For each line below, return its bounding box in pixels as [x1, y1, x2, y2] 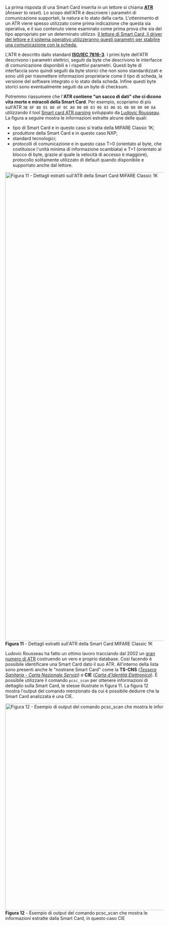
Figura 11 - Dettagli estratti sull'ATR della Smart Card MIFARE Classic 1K [5, 641, 153, 647]
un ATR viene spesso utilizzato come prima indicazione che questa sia [5, 20, 151, 26]
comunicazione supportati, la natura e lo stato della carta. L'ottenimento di [5, 15, 159, 21]
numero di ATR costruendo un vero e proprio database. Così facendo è [5, 656, 152, 662]
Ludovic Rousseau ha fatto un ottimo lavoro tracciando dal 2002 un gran [5, 651, 155, 656]
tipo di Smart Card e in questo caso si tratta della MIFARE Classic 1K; [12, 125, 155, 131]
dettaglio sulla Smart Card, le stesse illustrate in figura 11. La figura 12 [5, 683, 148, 688]
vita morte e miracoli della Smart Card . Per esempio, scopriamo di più [5, 99, 152, 105]
